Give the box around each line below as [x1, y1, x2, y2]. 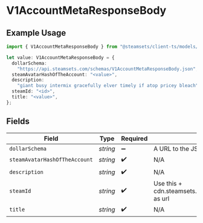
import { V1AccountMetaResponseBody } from [6, 44, 118, 50]
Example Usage [6, 28, 66, 38]
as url [153, 194, 170, 202]
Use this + [153, 179, 182, 187]
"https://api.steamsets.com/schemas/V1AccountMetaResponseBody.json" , [17, 66, 199, 72]
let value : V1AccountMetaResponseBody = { [6, 54, 115, 60]
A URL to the [153, 144, 189, 153]
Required [121, 134, 148, 143]
